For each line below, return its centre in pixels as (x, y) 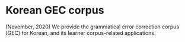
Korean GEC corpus (55, 10)
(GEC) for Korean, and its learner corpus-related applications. (81, 33)
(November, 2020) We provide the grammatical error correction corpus (92, 27)
